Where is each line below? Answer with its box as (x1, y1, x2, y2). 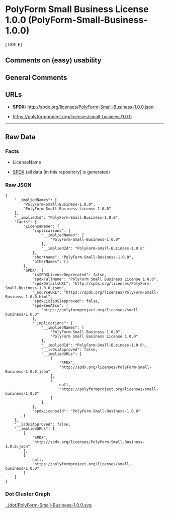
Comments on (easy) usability (5, 56, 102, 65)
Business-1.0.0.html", (5, 294, 53, 299)
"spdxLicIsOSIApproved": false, (32, 298, 100, 304)
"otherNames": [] (32, 259, 69, 264)
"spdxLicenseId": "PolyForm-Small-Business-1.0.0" (32, 408, 141, 413)
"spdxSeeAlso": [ (32, 303, 69, 308)
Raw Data (5, 132, 36, 141)
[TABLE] (5, 41, 23, 47)
